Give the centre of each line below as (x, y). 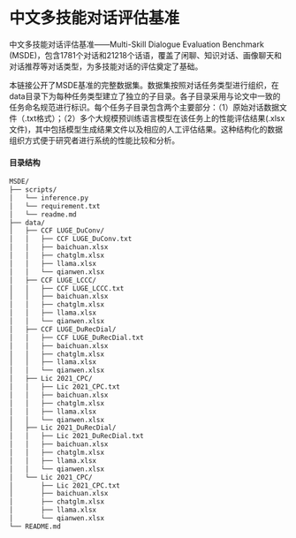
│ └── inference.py (49, 198)
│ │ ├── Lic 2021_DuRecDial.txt (76, 436)
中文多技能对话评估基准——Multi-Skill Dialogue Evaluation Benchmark (137, 44)
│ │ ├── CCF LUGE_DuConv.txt (71, 239)
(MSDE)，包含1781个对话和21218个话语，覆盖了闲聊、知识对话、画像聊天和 (146, 55)
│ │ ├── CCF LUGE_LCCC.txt (67, 288)
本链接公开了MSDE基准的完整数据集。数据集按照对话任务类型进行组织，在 (144, 85)
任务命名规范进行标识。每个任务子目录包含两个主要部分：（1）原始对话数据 (144, 107)
